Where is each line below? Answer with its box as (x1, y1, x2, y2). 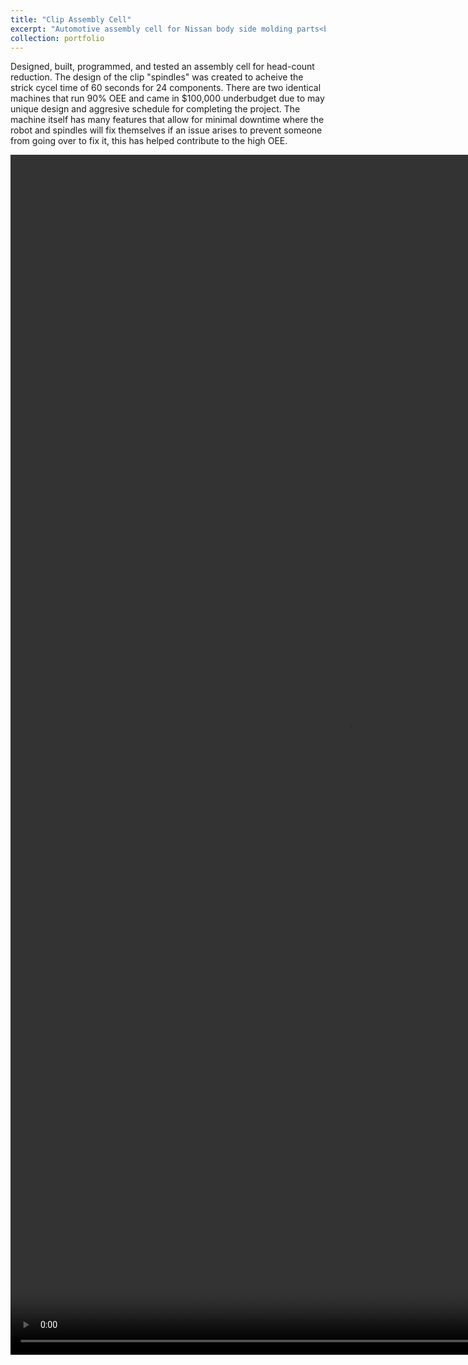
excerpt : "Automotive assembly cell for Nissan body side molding (10, 24, 293, 34)
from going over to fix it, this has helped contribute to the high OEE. (10, 135, 288, 147)
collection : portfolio (10, 33, 105, 43)
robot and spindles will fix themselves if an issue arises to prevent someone (10, 124, 323, 136)
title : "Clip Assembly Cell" (10, 14, 132, 25)
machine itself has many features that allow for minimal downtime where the (10, 114, 325, 126)
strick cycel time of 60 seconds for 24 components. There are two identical (10, 82, 322, 94)
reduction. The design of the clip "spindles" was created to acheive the (10, 71, 304, 83)
